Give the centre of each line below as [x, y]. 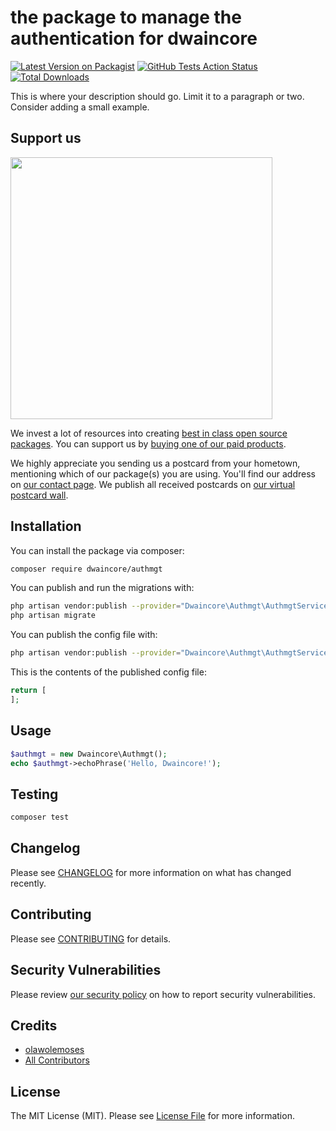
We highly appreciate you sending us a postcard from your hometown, [155, 463]
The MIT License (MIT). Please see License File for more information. [152, 1116]
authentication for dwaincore [134, 38]
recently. [28, 883]
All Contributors [57, 1060]
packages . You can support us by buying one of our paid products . [148, 443]
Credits [34, 1025]
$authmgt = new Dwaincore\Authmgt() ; [89, 754]
